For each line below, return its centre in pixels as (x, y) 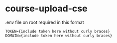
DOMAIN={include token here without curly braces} (59, 36)
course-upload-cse (46, 9)
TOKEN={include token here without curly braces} (58, 31)
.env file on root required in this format (45, 22)
